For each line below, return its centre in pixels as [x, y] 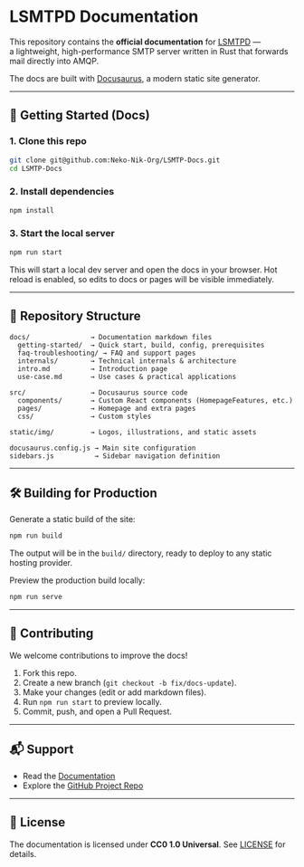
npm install [32, 210]
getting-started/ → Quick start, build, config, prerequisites [141, 345]
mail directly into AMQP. [54, 61]
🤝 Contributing [52, 634]
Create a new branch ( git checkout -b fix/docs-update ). [129, 682]
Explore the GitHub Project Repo [83, 786]
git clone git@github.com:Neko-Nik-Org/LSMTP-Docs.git [115, 160]
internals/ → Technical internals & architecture [127, 361]
